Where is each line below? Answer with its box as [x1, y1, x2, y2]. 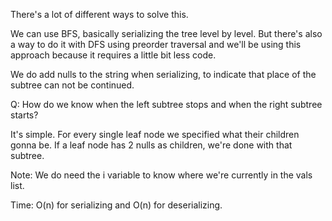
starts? [10, 109, 39, 121]
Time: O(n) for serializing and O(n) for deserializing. [10, 199, 223, 211]
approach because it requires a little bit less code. [10, 49, 217, 61]
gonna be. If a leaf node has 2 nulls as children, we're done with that [10, 139, 293, 151]
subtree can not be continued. [10, 79, 135, 91]
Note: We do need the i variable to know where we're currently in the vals [10, 169, 313, 181]
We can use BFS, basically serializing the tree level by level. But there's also [10, 28, 323, 39]
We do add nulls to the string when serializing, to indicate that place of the [10, 69, 317, 80]
